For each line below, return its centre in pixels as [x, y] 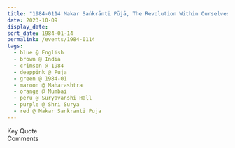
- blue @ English [39, 53]
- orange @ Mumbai [41, 91]
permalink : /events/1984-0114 [51, 40]
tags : [15, 46]
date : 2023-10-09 [33, 20]
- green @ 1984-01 [41, 79]
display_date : [28, 27]
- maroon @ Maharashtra [48, 85]
